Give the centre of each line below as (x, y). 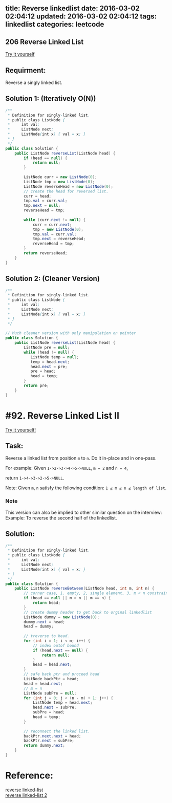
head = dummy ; (39, 626)
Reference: (29, 776)
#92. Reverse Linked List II (62, 415)
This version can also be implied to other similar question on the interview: (84, 512)
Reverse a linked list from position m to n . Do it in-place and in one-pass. (81, 458)
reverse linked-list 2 (26, 795)
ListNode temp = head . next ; (63, 703)
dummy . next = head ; (45, 622)
